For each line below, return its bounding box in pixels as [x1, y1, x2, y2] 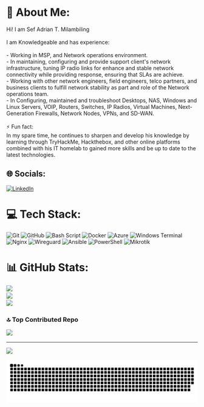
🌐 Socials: [6, 169, 46, 179]
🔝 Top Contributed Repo [6, 315, 79, 324]
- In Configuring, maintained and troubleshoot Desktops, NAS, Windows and [6, 97, 197, 104]
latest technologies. [6, 151, 56, 158]
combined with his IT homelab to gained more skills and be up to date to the [6, 144, 196, 151]
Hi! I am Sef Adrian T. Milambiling [6, 26, 90, 33]
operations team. [6, 90, 49, 97]
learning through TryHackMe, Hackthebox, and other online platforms [6, 138, 180, 145]
